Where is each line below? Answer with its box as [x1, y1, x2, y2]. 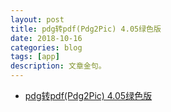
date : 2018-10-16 [10, 33, 83, 43]
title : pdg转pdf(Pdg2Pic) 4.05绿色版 [10, 24, 162, 34]
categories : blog [10, 42, 83, 53]
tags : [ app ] [10, 52, 60, 62]
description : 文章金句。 [10, 61, 107, 71]
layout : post [10, 14, 65, 25]
